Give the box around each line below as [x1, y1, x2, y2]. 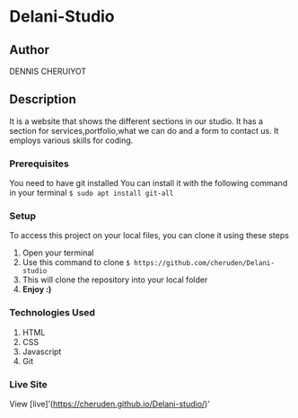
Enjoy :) [22, 284, 52, 295]
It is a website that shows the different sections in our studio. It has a [9, 115, 263, 127]
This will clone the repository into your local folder [22, 274, 208, 285]
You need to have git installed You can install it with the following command [9, 178, 288, 189]
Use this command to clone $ [22, 257, 130, 268]
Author [9, 42, 49, 58]
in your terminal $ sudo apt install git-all [9, 187, 174, 199]
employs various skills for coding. [9, 135, 134, 146]
